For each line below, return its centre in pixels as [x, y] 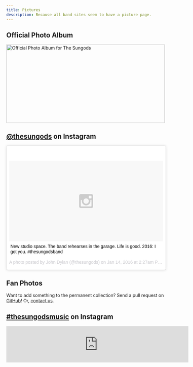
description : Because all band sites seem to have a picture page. [79, 15]
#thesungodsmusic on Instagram [60, 317]
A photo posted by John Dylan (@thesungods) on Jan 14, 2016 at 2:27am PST [87, 262]
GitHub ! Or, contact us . [30, 301]
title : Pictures [23, 10]
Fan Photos [24, 283]
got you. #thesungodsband [37, 252]
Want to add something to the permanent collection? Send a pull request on [85, 295]
